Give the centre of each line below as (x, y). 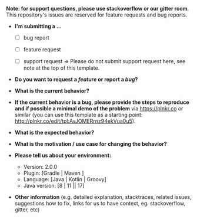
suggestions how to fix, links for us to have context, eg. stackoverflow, (100, 204)
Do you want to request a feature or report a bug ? (76, 80)
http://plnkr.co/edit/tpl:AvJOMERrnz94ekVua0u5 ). (75, 121)
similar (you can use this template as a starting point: (79, 115)
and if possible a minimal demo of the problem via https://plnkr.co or (99, 109)
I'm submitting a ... (38, 26)
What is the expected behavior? (54, 133)
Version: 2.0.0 (40, 167)
